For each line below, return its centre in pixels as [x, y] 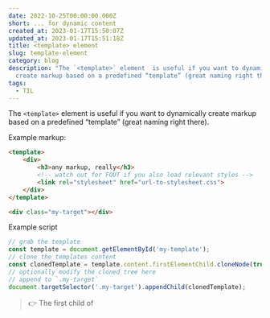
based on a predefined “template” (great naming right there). [109, 122]
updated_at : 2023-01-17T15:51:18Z [66, 38]
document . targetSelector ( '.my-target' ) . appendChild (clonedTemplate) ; [127, 287]
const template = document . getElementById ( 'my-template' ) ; [109, 250]
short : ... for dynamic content [62, 23]
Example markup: [37, 138]
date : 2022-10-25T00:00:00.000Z [62, 16]
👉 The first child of [61, 303]
